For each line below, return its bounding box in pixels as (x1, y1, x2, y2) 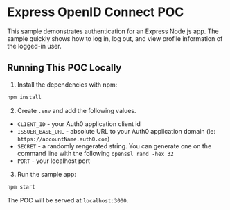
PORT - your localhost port (17, 157, 91, 165)
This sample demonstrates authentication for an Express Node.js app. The (7, 27, 220, 35)
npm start (7, 183, 36, 191)
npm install (7, 94, 42, 100)
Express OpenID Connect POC (7, 4, 184, 20)
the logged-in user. (7, 42, 62, 50)
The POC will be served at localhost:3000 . (7, 195, 129, 204)
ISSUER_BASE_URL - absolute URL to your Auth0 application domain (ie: (17, 127, 216, 135)
